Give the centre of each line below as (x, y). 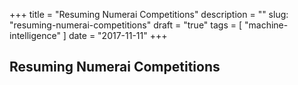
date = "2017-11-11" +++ (118, 35)
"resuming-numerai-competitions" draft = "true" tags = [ (126, 25)
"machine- (266, 25)
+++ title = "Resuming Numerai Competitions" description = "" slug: (149, 14)
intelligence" (35, 35)
